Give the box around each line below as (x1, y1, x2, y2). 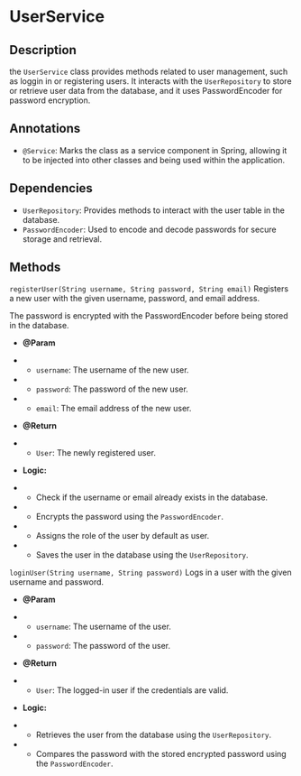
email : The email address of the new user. (35, 403, 192, 414)
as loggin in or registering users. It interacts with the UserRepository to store (9, 76, 292, 87)
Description (9, 42, 77, 58)
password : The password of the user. (35, 641, 171, 651)
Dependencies (9, 180, 93, 196)
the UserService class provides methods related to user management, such (9, 66, 288, 77)
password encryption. (9, 95, 91, 106)
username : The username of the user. (35, 621, 171, 633)
